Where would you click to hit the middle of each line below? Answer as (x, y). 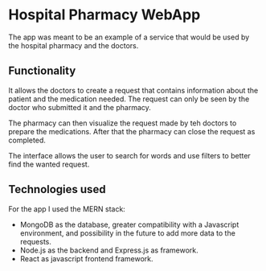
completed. (27, 140)
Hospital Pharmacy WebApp (104, 15)
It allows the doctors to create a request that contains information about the (133, 90)
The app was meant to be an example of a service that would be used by (129, 37)
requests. (36, 241)
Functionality (42, 71)
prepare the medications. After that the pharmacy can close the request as (132, 131)
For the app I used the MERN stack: (67, 209)
